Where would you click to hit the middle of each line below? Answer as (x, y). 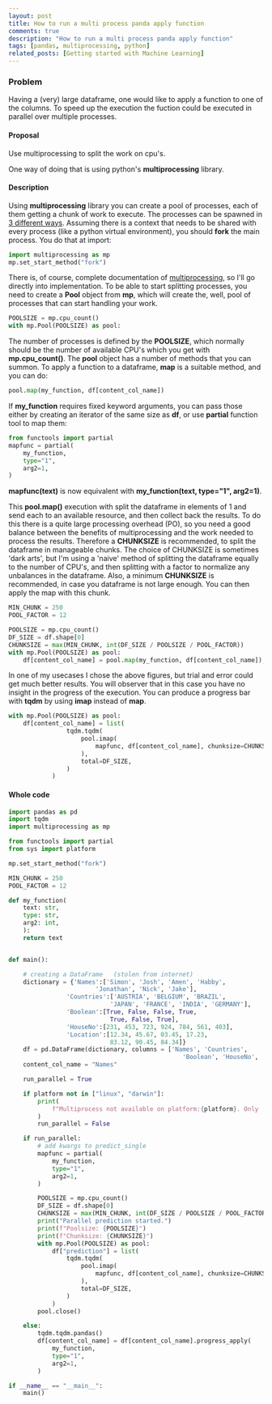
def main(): (28, 959)
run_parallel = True (57, 1079)
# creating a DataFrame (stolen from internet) (108, 974)
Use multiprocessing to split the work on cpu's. (87, 153)
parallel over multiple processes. (63, 117)
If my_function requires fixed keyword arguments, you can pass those (125, 406)
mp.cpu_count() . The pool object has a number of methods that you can (130, 359)
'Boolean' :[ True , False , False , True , (132, 1012)
